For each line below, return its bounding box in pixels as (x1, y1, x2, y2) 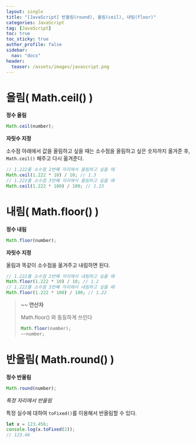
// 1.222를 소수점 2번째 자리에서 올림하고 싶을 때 (6, 167, 115, 173)
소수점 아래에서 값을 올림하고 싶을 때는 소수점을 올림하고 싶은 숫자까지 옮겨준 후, (6, 147, 191, 154)
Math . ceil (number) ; (6, 124, 54, 130)
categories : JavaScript (6, 20, 65, 25)
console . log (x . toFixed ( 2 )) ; (6, 426, 76, 432)
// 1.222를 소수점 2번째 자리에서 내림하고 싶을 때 (6, 273, 115, 279)
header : (6, 58, 25, 64)
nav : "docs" (11, 53, 41, 59)
